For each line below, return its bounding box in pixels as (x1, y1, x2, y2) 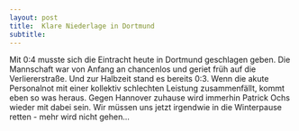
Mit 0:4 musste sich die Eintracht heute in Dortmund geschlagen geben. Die (9, 55, 291, 65)
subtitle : (9, 30, 47, 39)
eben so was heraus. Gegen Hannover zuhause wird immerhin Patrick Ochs (9, 92, 291, 103)
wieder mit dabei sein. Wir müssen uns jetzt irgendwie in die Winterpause (9, 102, 282, 113)
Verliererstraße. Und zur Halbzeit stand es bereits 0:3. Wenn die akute (9, 74, 269, 84)
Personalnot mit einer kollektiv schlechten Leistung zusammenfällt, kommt (9, 83, 285, 94)
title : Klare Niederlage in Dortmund (9, 22, 155, 31)
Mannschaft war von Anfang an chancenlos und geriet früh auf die (9, 64, 257, 74)
